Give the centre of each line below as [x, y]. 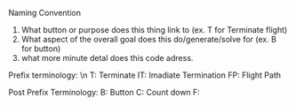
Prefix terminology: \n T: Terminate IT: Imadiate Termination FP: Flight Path [145, 75]
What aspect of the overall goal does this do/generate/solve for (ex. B [149, 39]
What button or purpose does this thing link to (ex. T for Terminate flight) [154, 30]
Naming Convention [45, 13]
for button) [41, 49]
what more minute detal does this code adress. [107, 58]
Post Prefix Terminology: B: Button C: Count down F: [104, 92]
